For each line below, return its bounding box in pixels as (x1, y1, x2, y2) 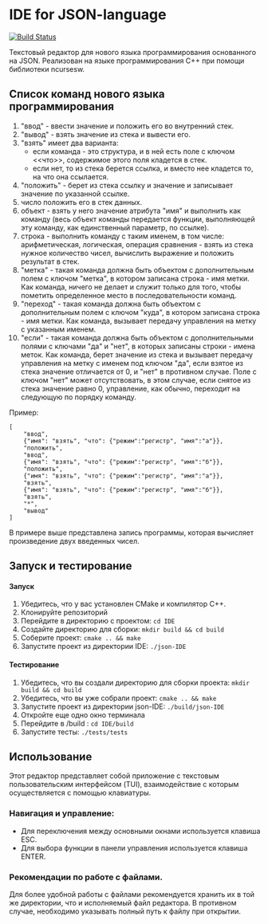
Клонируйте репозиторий (20, 607, 108, 617)
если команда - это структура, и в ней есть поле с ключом (32, 146, 235, 156)
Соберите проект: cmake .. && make (20, 633, 142, 643)
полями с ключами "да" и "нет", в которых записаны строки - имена (20, 341, 256, 351)
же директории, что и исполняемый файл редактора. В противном (9, 898, 237, 907)
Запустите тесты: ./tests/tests (20, 727, 128, 737)
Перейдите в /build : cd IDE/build (20, 718, 134, 728)
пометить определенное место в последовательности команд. (20, 290, 238, 300)
